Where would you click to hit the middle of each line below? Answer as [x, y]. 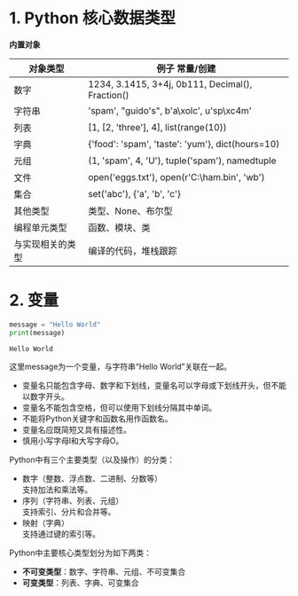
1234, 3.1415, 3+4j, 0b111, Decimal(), [170, 83]
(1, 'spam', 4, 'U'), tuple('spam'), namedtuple [182, 161]
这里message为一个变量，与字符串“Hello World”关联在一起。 [121, 366]
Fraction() [109, 95]
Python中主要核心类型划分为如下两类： [81, 553]
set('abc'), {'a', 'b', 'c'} [135, 193]
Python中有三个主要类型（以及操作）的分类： [92, 459]
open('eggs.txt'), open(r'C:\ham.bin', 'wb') [176, 176]
